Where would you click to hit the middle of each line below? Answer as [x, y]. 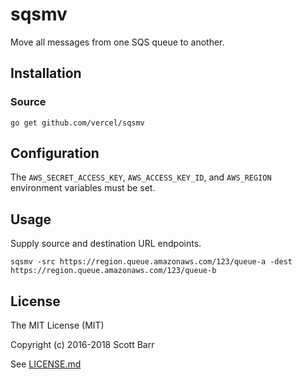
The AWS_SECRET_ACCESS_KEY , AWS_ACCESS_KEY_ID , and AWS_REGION [141, 177]
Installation [46, 73]
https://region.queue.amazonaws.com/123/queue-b [113, 271]
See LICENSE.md [46, 364]
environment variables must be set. [83, 188]
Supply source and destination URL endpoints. [106, 244]
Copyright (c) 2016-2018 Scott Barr [82, 345]
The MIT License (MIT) [57, 325]
